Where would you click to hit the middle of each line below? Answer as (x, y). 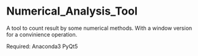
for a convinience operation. (42, 34)
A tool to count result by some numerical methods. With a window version (99, 28)
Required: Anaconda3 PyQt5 (42, 46)
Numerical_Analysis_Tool (72, 11)
